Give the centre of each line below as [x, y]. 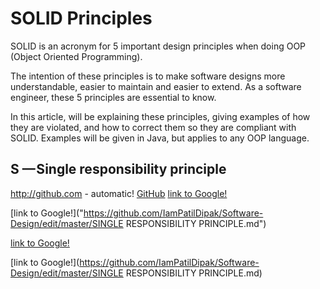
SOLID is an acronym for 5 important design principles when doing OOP [158, 46]
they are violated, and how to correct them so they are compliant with [153, 127]
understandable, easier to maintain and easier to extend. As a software [156, 86]
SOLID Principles [81, 18]
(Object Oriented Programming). [76, 56]
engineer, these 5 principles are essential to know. [113, 97]
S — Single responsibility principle [118, 169]
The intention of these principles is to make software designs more [148, 76]
